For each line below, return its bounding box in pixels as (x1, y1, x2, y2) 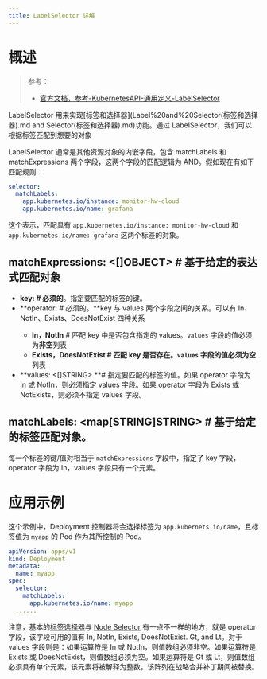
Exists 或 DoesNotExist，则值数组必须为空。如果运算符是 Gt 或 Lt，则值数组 (8, 652, 256, 661)
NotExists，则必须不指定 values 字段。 (19, 389, 146, 399)
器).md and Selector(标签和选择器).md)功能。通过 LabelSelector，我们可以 (8, 120, 253, 130)
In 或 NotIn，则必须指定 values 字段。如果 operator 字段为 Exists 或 (19, 380, 240, 389)
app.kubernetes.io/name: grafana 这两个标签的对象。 (8, 230, 184, 240)
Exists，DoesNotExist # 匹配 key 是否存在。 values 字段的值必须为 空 (31, 349, 257, 359)
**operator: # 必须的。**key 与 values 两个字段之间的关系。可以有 (19, 303, 237, 313)
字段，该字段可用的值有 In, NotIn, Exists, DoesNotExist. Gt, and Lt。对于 (8, 632, 242, 642)
